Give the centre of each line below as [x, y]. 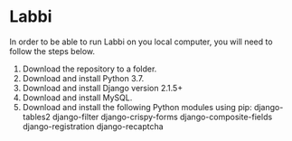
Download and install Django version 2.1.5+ [103, 88]
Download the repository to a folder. [89, 69]
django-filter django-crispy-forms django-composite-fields [163, 117]
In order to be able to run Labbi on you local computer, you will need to [141, 42]
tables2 [37, 117]
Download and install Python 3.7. [83, 78]
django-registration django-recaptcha [93, 126]
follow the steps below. [52, 51]
